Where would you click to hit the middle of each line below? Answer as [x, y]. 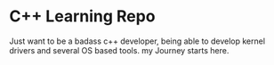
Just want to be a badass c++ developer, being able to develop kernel [137, 41]
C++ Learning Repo [82, 16]
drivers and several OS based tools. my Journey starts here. [119, 50]
